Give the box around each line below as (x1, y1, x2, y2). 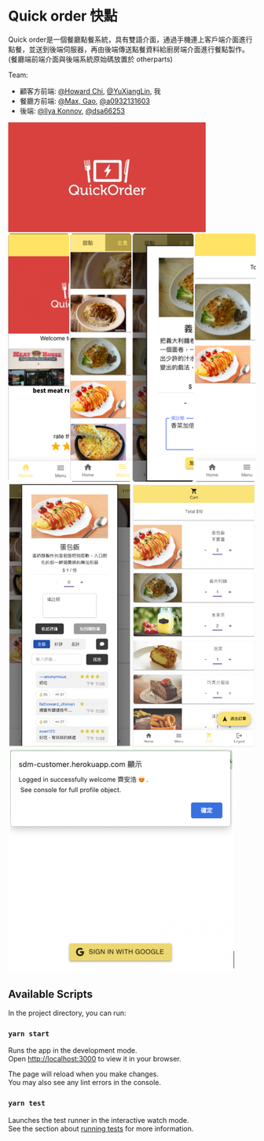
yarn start (8, 1029, 49, 1038)
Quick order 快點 (8, 7, 118, 25)
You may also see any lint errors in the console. (8, 1078, 161, 1087)
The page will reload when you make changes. (8, 1069, 159, 1079)
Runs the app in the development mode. (8, 1046, 137, 1055)
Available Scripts (8, 987, 93, 1001)
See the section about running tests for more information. (8, 1124, 194, 1133)
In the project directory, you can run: (8, 1009, 126, 1018)
